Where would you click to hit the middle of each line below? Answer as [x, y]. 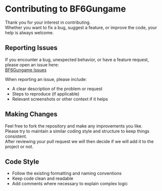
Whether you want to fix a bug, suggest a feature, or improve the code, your [81, 27]
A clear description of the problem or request [57, 89]
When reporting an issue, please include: [46, 79]
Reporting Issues [31, 48]
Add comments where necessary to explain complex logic [70, 184]
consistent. [16, 136]
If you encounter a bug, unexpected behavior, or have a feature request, [77, 60]
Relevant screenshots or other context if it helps [60, 99]
